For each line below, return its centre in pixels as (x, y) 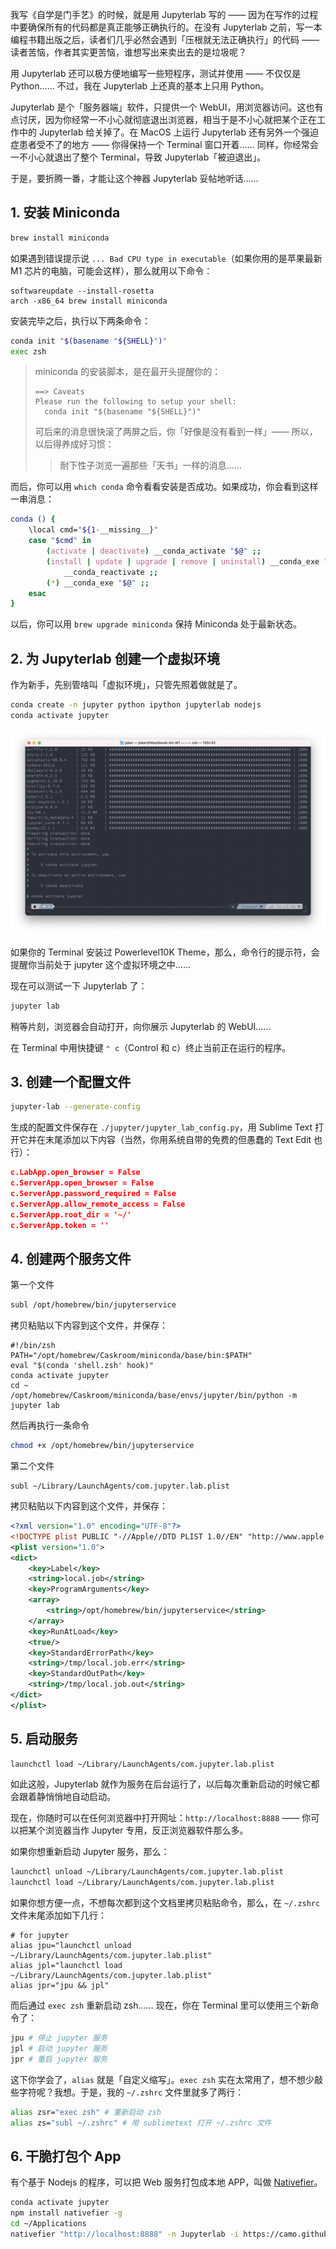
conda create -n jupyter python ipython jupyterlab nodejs (136, 705)
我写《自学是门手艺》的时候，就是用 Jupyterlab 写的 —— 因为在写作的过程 (164, 14)
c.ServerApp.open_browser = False (82, 1183)
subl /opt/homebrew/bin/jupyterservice (93, 1305)
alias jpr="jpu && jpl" (60, 1986)
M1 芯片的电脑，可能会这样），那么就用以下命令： (111, 270)
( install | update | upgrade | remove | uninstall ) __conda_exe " (187, 561)
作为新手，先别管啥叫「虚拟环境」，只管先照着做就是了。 (126, 685)
